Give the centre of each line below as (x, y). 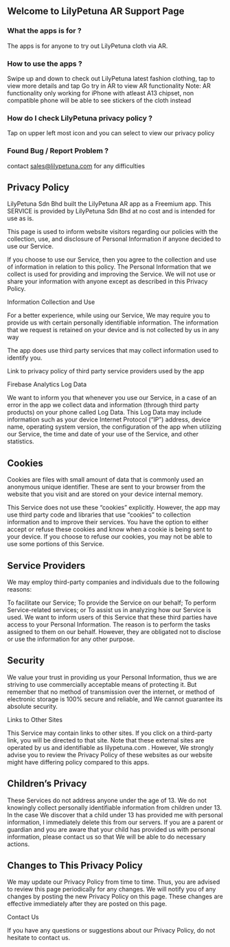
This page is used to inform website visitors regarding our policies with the (113, 232)
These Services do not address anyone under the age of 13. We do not (107, 800)
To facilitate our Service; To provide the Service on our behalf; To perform (112, 603)
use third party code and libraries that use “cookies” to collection (99, 515)
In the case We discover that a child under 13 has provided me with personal (115, 815)
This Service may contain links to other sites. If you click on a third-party (110, 733)
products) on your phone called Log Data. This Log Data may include (105, 412)
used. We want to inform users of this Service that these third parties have (112, 618)
